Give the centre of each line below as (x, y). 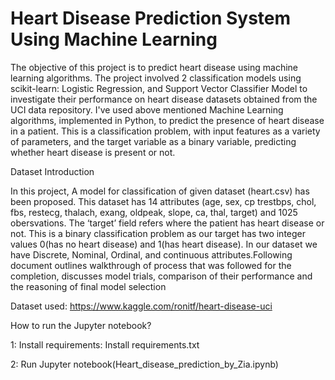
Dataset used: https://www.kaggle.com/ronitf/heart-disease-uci (141, 306)
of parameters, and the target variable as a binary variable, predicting (153, 141)
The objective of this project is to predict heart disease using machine (154, 67)
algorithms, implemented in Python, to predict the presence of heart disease (167, 120)
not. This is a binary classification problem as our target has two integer (158, 233)
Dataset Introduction (52, 171)
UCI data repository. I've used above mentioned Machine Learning (147, 109)
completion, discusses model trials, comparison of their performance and (161, 276)
